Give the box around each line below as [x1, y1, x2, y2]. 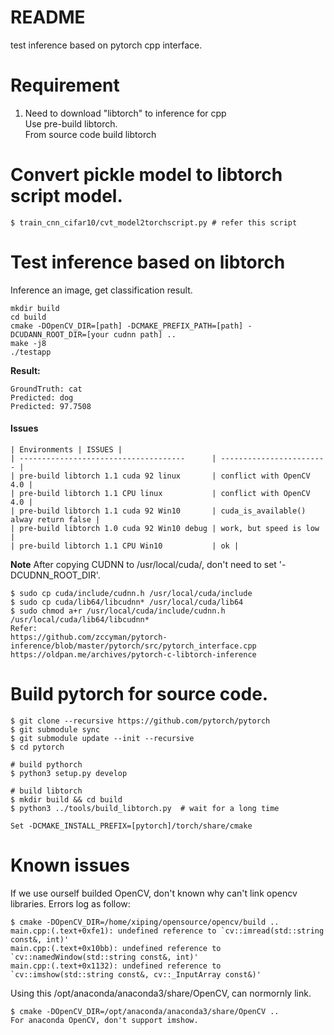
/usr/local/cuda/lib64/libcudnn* [10, 614, 150, 625]
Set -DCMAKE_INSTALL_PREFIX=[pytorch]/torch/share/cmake [10, 821, 253, 831]
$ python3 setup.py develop [10, 768, 128, 778]
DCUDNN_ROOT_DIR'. [10, 569, 101, 581]
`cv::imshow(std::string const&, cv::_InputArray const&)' [10, 969, 262, 980]
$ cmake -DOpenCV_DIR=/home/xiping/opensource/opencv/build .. [10, 917, 280, 927]
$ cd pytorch [10, 742, 65, 752]
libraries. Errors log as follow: [10, 897, 131, 910]
